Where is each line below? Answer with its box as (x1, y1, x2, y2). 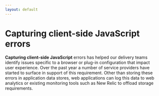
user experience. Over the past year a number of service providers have (5, 64, 150, 70)
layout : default (5, 7, 38, 12)
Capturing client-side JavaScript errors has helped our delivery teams (5, 54, 148, 60)
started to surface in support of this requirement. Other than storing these (5, 70, 153, 76)
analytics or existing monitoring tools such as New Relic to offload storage (5, 80, 154, 86)
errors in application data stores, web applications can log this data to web (5, 75, 155, 80)
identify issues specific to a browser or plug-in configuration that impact (5, 59, 150, 65)
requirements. (5, 85, 33, 91)
